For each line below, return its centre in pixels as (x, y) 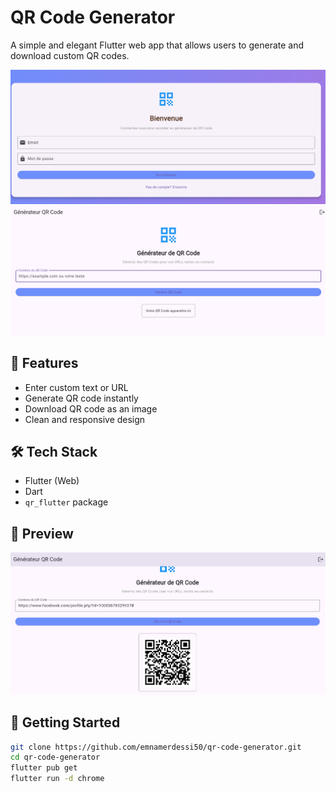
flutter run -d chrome (57, 779)
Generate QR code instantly (81, 398)
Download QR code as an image (91, 408)
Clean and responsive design (85, 419)
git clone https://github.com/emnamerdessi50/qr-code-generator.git (156, 747)
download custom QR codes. (70, 55)
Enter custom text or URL (76, 387)
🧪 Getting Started (65, 722)
